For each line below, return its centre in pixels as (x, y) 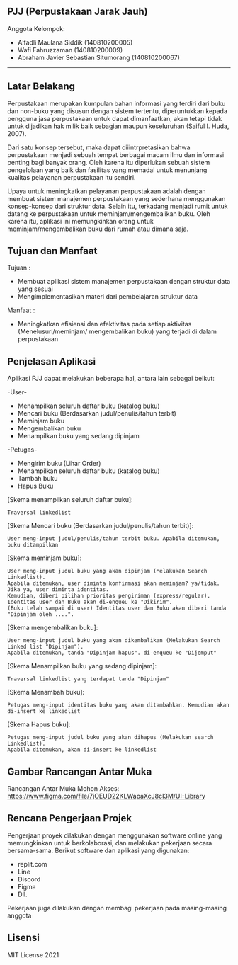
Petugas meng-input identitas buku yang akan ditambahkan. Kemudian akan (119, 705)
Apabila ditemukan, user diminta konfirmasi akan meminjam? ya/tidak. (114, 583)
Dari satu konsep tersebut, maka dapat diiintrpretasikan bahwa (99, 147)
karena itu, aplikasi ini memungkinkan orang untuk (80, 221)
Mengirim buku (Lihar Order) (59, 464)
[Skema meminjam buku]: (45, 558)
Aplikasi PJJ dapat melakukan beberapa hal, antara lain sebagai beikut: (111, 379)
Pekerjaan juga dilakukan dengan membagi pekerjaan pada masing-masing (117, 908)
